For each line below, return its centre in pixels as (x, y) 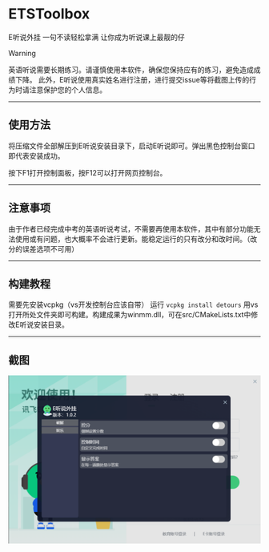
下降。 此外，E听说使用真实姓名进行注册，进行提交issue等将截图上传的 (132, 79)
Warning (22, 53)
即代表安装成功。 (36, 155)
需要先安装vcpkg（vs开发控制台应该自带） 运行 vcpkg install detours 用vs (133, 304)
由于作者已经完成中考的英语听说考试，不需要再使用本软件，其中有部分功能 (131, 228)
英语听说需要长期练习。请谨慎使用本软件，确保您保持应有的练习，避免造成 (131, 70)
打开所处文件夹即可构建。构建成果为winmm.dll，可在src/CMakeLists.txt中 (130, 315)
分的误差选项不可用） (43, 248)
